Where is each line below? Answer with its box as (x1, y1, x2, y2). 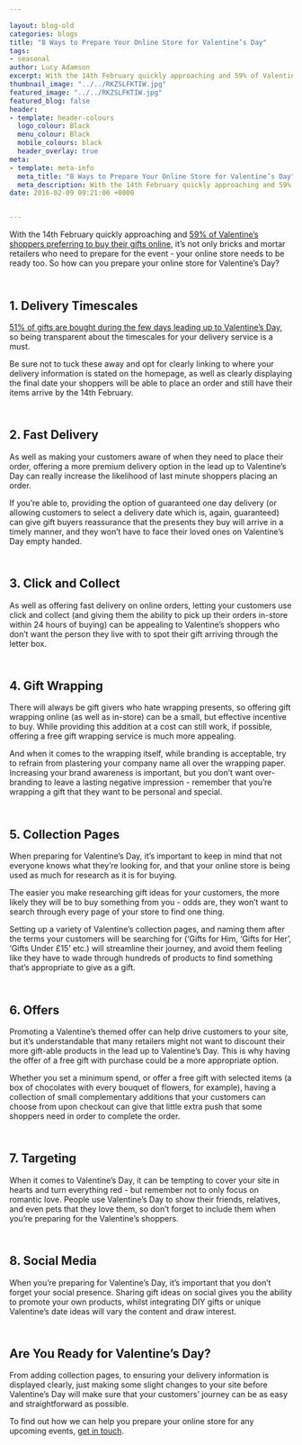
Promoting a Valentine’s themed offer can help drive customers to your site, (9, 1026, 289, 1037)
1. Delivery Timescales (9, 298, 138, 314)
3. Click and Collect (9, 576, 120, 591)
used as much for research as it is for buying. (9, 870, 177, 881)
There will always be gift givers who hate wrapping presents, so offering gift (9, 702, 291, 713)
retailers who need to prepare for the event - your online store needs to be (9, 249, 285, 259)
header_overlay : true (17, 147, 99, 156)
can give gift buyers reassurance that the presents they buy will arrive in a (9, 516, 284, 527)
